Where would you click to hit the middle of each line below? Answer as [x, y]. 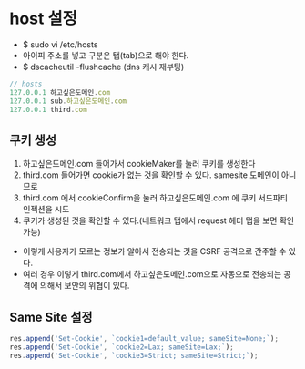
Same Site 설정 [51, 317]
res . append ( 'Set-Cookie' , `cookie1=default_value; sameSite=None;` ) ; [144, 339]
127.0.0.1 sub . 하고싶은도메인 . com [68, 101]
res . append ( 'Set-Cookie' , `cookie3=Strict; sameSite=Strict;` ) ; [134, 355]
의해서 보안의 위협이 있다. [85, 286]
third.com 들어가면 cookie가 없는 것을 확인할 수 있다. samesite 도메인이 [151, 175]
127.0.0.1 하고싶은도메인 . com [60, 92]
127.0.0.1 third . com [49, 109]
